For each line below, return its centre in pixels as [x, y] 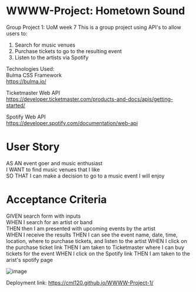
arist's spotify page [29, 260]
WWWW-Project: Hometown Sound [96, 11]
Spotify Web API [26, 117]
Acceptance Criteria [57, 200]
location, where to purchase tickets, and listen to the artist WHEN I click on [97, 241]
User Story [33, 147]
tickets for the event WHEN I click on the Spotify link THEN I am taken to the [98, 253]
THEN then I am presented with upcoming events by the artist [81, 228]
